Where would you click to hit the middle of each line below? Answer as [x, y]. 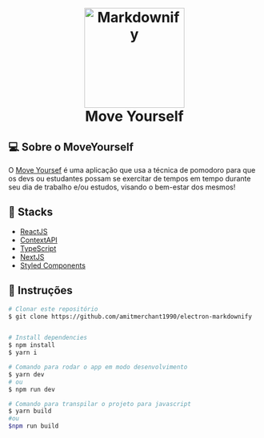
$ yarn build [30, 411]
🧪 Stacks [31, 212]
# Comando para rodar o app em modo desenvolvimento [98, 367]
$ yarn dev [26, 374]
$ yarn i [23, 353]
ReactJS [34, 231]
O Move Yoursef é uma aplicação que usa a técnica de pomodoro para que [132, 170]
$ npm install [32, 345]
